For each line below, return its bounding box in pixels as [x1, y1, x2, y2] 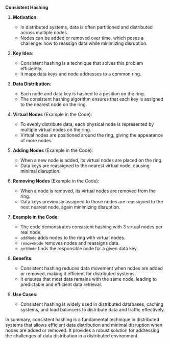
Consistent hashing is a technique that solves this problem [20, 60, 143, 66]
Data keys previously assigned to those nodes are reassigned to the [20, 199, 163, 204]
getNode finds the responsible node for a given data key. [20, 246, 138, 251]
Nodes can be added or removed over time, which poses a [20, 35, 144, 41]
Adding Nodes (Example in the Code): [12, 147, 93, 153]
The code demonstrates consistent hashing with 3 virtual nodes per [20, 224, 163, 230]
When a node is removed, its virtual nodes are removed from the [20, 188, 156, 194]
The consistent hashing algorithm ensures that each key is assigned [20, 96, 163, 102]
